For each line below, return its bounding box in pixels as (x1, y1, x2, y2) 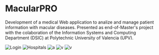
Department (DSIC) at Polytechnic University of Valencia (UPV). (5, 35, 134, 41)
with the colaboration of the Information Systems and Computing (5, 29, 136, 35)
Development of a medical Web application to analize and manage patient (5, 19, 154, 25)
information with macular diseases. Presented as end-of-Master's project (5, 24, 154, 30)
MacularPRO (5, 3, 58, 14)
